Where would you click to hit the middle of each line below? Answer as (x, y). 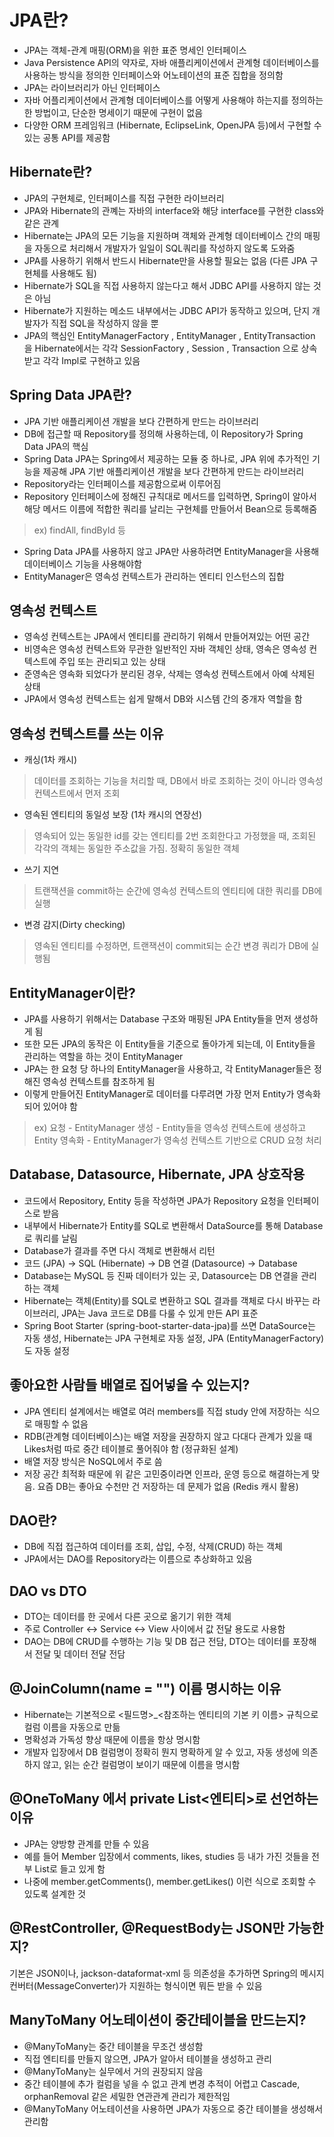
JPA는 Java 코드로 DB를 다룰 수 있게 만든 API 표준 (160, 1313)
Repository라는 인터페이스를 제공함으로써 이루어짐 (122, 483)
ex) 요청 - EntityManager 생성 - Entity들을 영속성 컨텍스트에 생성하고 (170, 1127)
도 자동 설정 (47, 1350)
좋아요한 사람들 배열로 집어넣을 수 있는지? (130, 1385)
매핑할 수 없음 (61, 1423)
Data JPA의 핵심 (56, 446)
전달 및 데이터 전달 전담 (80, 1654)
